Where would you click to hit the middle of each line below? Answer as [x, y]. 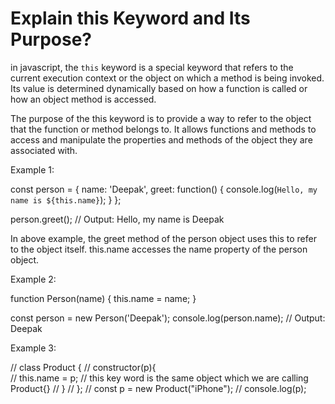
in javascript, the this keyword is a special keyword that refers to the [152, 67]
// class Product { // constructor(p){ [83, 367]
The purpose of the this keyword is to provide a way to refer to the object [161, 118]
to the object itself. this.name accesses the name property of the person [159, 249]
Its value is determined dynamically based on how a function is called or [159, 88]
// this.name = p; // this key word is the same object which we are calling [159, 378]
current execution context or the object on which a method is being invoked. [167, 78]
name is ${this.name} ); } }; [66, 199]
